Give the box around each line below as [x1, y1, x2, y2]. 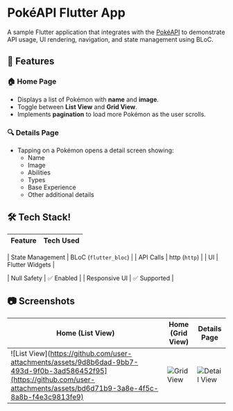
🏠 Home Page [7, 76, 57, 86]
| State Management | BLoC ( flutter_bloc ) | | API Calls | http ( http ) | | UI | [7, 252, 218, 261]
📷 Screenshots [7, 296, 75, 307]
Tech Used [43, 235, 80, 245]
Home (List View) [56, 328, 115, 338]
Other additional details [27, 190, 95, 199]
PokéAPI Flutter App [7, 5, 126, 21]
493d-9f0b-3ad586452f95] [10, 366, 107, 376]
